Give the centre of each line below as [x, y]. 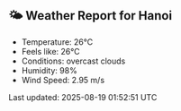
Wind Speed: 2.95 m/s [63, 80]
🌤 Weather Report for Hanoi [90, 16]
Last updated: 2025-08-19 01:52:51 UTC [83, 97]
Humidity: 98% [49, 70]
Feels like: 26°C [50, 51]
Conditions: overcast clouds [73, 61]
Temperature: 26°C [57, 42]
